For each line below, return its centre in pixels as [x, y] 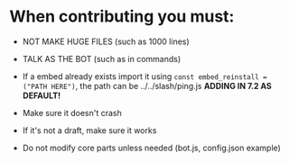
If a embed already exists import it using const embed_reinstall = [145, 76]
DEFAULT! [42, 95]
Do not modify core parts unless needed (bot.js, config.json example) [152, 148]
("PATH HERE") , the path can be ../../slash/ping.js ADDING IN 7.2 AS [147, 85]
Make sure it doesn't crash [72, 112]
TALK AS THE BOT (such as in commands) [102, 58]
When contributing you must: [122, 17]
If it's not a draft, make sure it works [89, 130]
